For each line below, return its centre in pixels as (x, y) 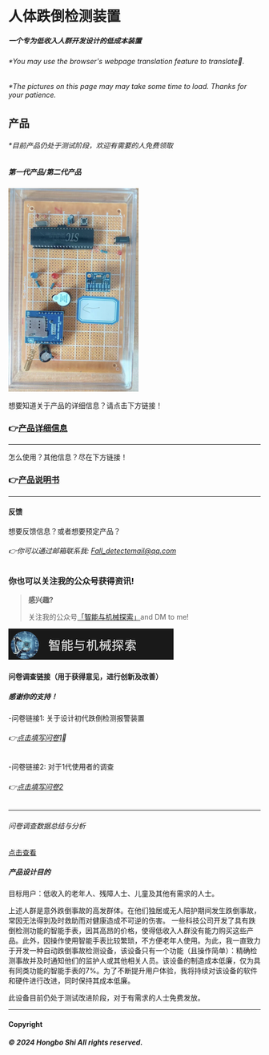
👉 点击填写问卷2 (36, 786)
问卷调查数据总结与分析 (47, 826)
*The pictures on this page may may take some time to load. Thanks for (128, 86)
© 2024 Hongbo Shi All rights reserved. (76, 1042)
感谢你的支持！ (33, 696)
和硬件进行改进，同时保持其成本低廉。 (71, 981)
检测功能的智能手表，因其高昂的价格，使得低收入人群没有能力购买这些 (130, 931)
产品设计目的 (29, 872)
